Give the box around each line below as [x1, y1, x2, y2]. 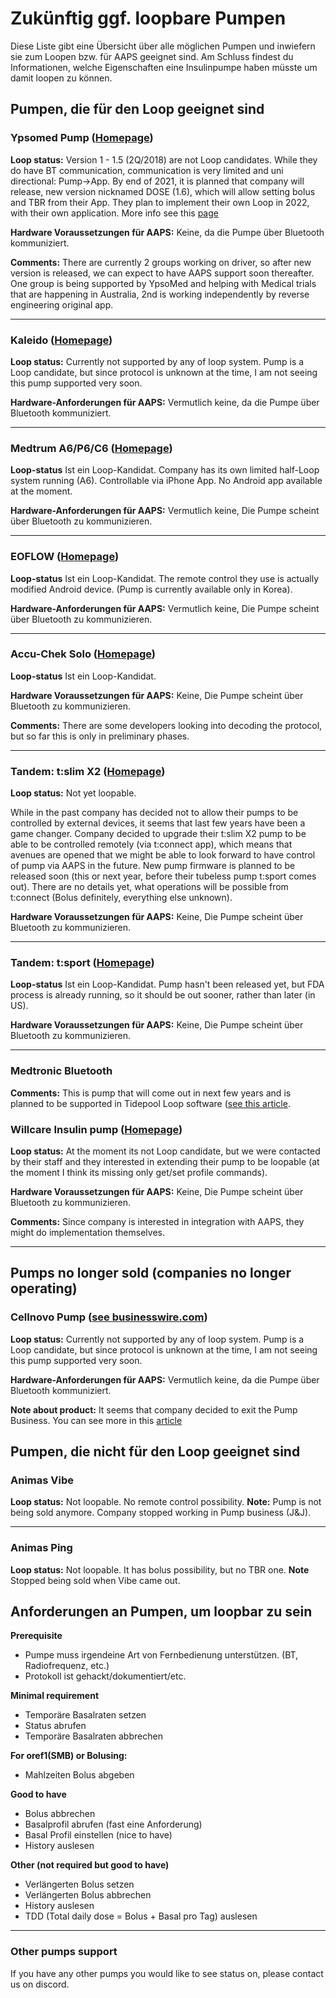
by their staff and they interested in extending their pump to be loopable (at [10, 1156, 320, 1167]
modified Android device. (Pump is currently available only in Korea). [10, 583, 293, 595]
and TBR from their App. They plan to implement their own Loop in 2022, [10, 196, 310, 208]
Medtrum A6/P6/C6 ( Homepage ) [10, 441, 173, 455]
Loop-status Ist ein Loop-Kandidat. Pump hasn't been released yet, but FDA [10, 978, 325, 991]
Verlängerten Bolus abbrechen [24, 1889, 152, 1901]
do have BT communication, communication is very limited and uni [10, 164, 284, 176]
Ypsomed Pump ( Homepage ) [10, 131, 154, 145]
